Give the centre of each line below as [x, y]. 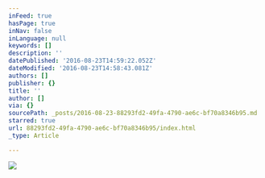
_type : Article [34, 135]
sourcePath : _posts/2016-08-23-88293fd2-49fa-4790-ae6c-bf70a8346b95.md [133, 114]
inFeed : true [30, 16]
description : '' [35, 53]
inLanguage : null [37, 38]
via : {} [21, 106]
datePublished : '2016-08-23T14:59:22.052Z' [83, 61]
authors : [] [28, 76]
